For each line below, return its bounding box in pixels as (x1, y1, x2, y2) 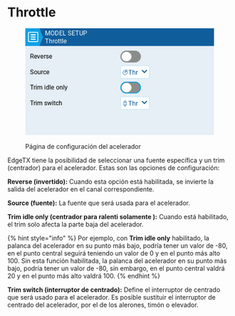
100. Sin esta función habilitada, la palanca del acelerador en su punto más (7, 257, 227, 265)
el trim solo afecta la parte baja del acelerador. (7, 220, 144, 228)
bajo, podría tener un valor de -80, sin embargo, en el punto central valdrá (7, 264, 226, 273)
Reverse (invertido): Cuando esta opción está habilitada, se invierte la (7, 177, 214, 186)
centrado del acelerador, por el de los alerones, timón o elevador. (7, 300, 199, 310)
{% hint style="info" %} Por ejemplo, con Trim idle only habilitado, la (7, 234, 210, 243)
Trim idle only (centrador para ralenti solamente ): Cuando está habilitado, (7, 213, 229, 221)
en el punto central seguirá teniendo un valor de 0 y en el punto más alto (7, 249, 221, 258)
